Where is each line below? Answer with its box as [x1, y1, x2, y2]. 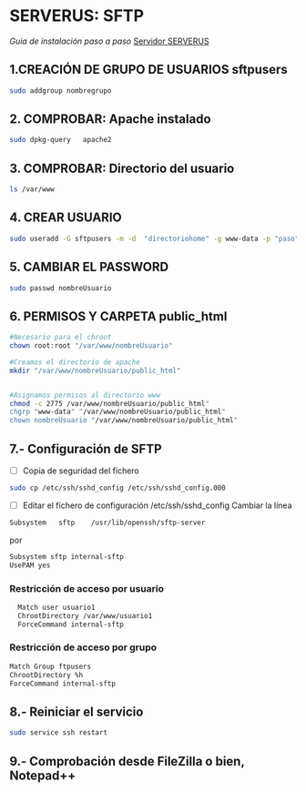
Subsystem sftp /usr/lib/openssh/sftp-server [9, 518, 206, 527]
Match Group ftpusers [9, 662, 92, 671]
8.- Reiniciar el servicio [9, 704, 144, 719]
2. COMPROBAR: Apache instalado [9, 111, 211, 127]
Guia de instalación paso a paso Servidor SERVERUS [9, 36, 209, 46]
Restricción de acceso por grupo [9, 641, 158, 654]
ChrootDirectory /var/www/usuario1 [17, 611, 153, 620]
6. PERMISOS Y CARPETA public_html [9, 309, 228, 324]
